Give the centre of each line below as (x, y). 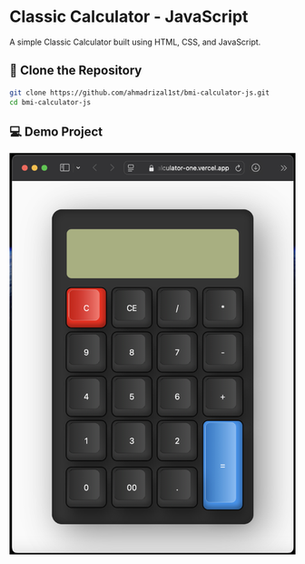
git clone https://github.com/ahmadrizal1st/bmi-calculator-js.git (140, 93)
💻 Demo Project (56, 131)
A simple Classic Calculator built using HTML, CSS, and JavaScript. (135, 42)
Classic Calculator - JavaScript (129, 17)
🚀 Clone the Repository (76, 70)
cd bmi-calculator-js (50, 102)
